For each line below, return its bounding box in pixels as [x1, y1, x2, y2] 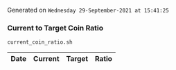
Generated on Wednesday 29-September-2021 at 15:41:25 [7, 6, 170, 14]
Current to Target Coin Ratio [7, 23, 104, 33]
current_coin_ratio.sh [7, 39, 73, 46]
